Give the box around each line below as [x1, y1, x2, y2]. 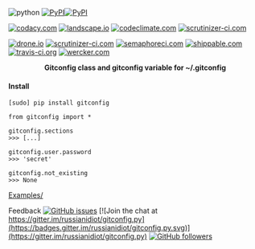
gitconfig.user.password [8, 149, 92, 157]
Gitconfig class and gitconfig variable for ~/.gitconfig [43, 63, 227, 72]
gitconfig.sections [8, 127, 74, 136]
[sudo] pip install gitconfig [8, 99, 110, 108]
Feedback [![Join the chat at [8, 206, 158, 216]
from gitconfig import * [8, 113, 92, 121]
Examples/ [8, 190, 43, 200]
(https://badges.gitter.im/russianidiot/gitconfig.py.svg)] [8, 223, 191, 233]
